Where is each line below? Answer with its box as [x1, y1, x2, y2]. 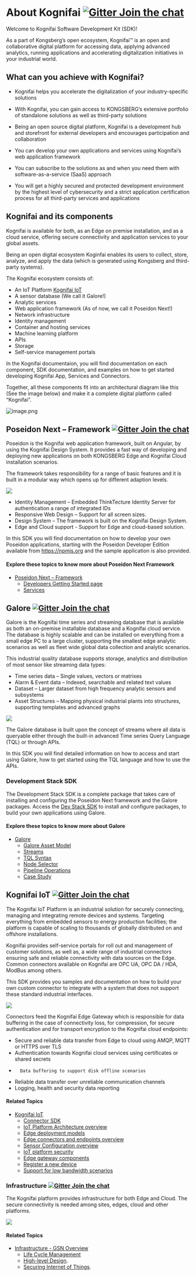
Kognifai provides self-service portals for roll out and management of [6, 942, 173, 949]
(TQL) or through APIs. [6, 739, 61, 746]
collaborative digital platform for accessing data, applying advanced [6, 43, 170, 50]
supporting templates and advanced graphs [14, 704, 121, 711]
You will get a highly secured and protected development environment [14, 182, 184, 189]
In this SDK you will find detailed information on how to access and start [6, 750, 180, 757]
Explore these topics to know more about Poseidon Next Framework [6, 561, 174, 568]
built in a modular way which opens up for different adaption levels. [6, 476, 169, 483]
